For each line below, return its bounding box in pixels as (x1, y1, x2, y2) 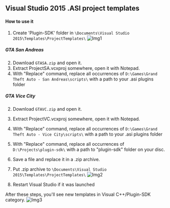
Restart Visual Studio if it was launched (12, 181, 95, 188)
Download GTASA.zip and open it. (12, 60, 82, 66)
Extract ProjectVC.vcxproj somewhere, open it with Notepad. (12, 116, 140, 122)
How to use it (5, 18, 34, 24)
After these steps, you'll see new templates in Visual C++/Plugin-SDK (5, 191, 151, 197)
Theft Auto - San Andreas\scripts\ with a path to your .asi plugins (12, 76, 154, 82)
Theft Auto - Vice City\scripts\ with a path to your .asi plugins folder (12, 131, 163, 137)
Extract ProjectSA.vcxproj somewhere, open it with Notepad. (12, 65, 140, 71)
